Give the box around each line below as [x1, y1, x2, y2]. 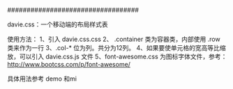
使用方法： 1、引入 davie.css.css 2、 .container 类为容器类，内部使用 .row [7, 35, 221, 43]
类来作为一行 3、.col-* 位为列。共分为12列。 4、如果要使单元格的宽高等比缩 [7, 44, 227, 51]
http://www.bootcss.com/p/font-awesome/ [7, 60, 131, 68]
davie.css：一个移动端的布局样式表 [7, 20, 108, 29]
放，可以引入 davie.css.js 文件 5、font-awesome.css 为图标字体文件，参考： [7, 52, 227, 60]
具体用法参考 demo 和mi [7, 74, 77, 83]
